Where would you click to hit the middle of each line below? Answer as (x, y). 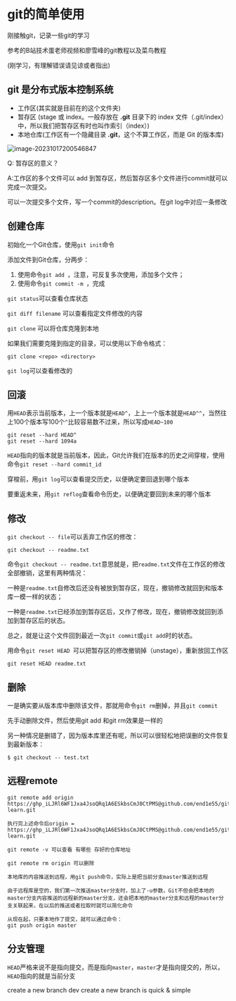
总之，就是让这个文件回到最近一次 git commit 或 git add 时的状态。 (102, 636)
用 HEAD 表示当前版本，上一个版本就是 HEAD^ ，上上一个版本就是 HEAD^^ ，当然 (114, 413)
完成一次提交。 (29, 187)
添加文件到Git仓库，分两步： (48, 259)
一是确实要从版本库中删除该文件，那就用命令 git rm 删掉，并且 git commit (112, 705)
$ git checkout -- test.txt (48, 758)
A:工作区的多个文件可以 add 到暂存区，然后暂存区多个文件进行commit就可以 (118, 178)
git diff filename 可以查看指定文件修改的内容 (75, 313)
